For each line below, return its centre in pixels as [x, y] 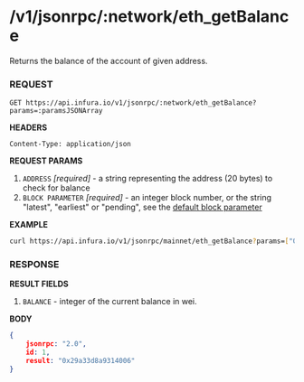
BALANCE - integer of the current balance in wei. [109, 302]
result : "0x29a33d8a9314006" [81, 361]
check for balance [56, 188]
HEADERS [28, 127]
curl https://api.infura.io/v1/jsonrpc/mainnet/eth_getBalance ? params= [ [149, 241]
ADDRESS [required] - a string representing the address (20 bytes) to [147, 179]
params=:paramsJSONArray [56, 111]
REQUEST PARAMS [46, 161]
